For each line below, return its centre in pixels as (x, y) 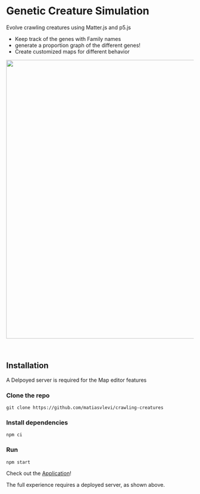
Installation (27, 366)
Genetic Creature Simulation (78, 11)
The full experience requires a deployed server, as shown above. (86, 484)
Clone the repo (28, 395)
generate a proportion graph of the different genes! (78, 45)
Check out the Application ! (39, 473)
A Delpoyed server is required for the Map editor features (76, 380)
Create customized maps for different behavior (72, 51)
